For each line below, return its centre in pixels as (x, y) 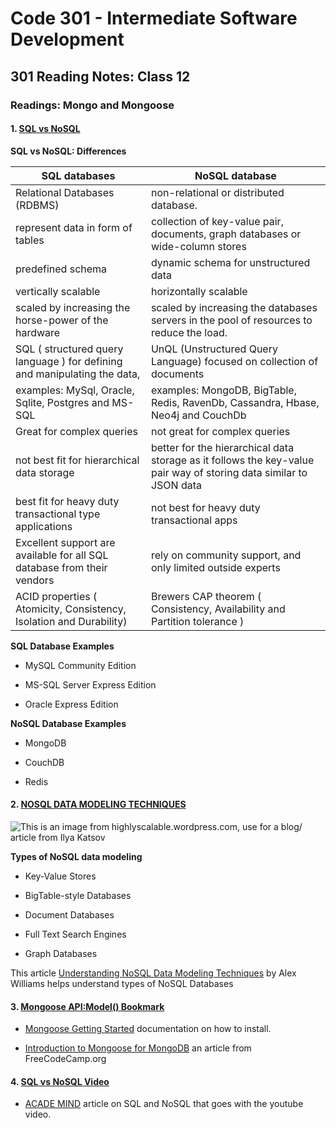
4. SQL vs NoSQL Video (60, 1081)
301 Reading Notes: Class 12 (100, 76)
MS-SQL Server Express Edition (90, 684)
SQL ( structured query (69, 349)
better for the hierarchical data (222, 447)
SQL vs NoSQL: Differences (68, 151)
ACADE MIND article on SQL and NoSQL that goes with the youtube (164, 1104)
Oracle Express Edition (71, 704)
